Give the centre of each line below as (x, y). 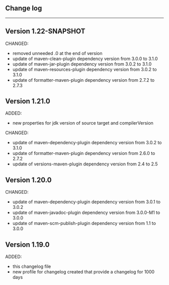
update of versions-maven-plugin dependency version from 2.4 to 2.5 (85, 164)
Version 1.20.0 (28, 180)
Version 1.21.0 (28, 101)
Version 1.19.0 (27, 244)
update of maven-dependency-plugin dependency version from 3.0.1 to (87, 202)
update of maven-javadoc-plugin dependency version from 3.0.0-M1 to (86, 213)
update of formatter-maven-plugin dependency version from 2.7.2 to (83, 80)
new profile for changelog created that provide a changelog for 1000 (83, 272)
